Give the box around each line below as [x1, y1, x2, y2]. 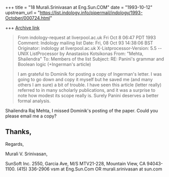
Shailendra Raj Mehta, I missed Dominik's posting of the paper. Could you [5, 108, 158, 113]
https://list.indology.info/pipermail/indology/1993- [39, 10, 143, 16]
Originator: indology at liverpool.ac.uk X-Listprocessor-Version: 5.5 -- [17, 45, 162, 51]
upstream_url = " [5, 10, 40, 16]
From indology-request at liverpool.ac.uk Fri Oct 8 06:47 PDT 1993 [17, 35, 156, 40]
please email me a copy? [5, 113, 57, 119]
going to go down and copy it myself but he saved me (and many [17, 77, 153, 82]
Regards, [5, 141, 24, 147]
